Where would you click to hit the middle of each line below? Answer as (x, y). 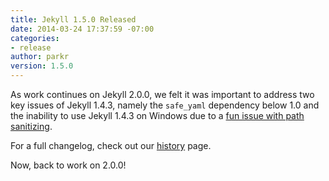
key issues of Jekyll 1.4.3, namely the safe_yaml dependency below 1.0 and (165, 105)
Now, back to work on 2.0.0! (68, 165)
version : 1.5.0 (42, 66)
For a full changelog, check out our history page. (111, 145)
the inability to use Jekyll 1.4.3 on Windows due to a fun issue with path (157, 115)
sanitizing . (31, 126)
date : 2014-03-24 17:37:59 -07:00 (82, 29)
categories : (35, 38)
